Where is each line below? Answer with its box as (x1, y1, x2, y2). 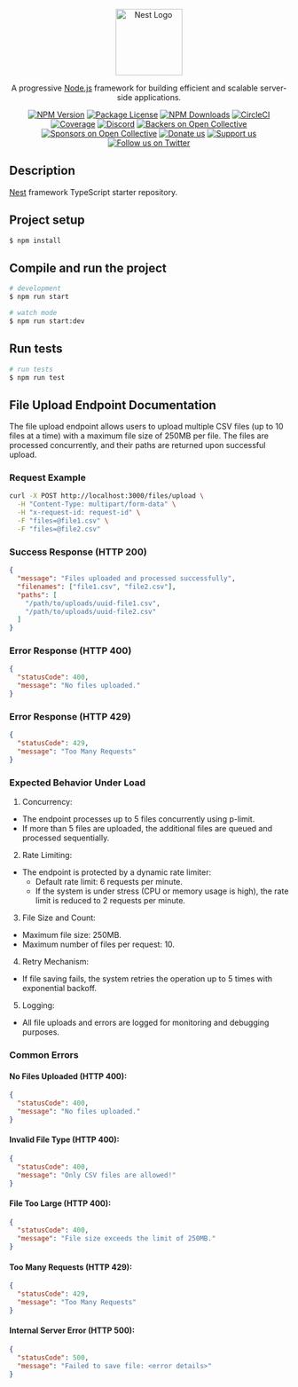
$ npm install (9, 236, 62, 245)
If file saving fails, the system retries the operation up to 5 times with (21, 973, 273, 984)
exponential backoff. (21, 983, 98, 994)
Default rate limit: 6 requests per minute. (35, 877, 184, 887)
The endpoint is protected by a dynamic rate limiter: (21, 867, 211, 878)
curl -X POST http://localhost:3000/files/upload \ (9, 492, 204, 500)
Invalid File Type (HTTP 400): (9, 1134, 120, 1145)
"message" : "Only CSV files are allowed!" (17, 1170, 176, 1179)
